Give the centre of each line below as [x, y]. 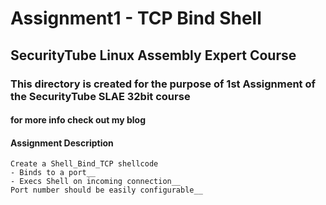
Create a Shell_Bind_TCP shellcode [84, 164]
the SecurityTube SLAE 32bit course [100, 96]
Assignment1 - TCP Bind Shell [136, 18]
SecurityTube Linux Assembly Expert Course [153, 55]
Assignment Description [62, 143]
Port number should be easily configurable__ [106, 190]
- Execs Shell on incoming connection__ [96, 182]
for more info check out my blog [78, 120]
